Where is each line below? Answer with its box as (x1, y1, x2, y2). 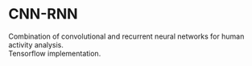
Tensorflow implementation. (8, 48, 101, 58)
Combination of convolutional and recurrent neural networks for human (8, 31, 245, 41)
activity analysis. (8, 39, 64, 49)
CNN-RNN (8, 5, 78, 23)
